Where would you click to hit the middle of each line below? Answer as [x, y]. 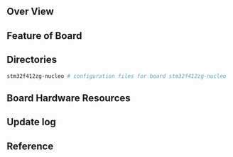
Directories [32, 60]
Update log [31, 122]
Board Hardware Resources [69, 98]
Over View [30, 12]
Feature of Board [44, 36]
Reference [30, 146]
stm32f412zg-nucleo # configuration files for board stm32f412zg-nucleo [116, 76]
